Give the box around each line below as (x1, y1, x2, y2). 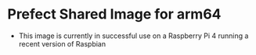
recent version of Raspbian (18, 39, 106, 48)
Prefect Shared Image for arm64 (7, 5, 222, 23)
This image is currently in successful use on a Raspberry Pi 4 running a (18, 31, 249, 40)
